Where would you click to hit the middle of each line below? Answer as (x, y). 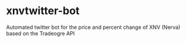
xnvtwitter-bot (43, 11)
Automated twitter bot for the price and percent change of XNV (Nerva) (93, 27)
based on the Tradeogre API (41, 33)
